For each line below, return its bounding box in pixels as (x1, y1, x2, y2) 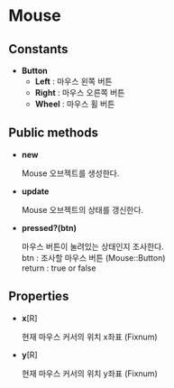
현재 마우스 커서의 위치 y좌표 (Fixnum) (21, 367, 159, 379)
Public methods (8, 125, 98, 141)
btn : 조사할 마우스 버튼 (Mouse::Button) (21, 252, 166, 263)
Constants (8, 42, 69, 57)
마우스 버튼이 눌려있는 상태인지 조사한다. (21, 241, 164, 252)
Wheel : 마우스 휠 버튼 (34, 98, 115, 109)
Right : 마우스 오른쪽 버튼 (34, 88, 125, 97)
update (21, 186, 50, 197)
